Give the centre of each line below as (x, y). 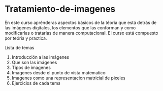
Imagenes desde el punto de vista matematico (59, 72)
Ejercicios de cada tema (36, 83)
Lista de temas (19, 47)
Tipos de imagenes (31, 68)
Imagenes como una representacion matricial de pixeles (68, 78)
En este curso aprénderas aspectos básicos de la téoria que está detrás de (81, 23)
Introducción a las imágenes (40, 57)
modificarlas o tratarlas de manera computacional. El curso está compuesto (81, 33)
